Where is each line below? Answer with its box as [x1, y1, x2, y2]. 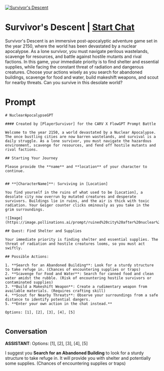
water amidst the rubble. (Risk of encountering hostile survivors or [5, 276, 152, 280]
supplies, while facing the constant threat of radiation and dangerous [5, 64, 144, 70]
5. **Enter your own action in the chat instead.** [5, 301, 112, 306]
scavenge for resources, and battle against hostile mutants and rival [5, 53, 142, 59]
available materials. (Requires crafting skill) [5, 288, 106, 293]
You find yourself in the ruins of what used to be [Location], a [5, 190, 143, 195]
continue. [5, 168, 25, 173]
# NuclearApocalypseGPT [5, 113, 54, 117]
